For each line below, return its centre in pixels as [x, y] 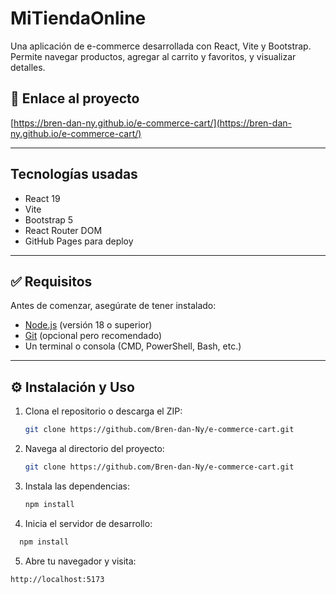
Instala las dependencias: [77, 486]
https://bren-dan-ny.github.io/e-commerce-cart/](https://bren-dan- [152, 123]
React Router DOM [63, 230]
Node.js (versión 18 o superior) [88, 325]
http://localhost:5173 [57, 579]
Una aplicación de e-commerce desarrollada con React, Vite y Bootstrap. [161, 46]
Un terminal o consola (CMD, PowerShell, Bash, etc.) [133, 346]
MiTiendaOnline [78, 18]
